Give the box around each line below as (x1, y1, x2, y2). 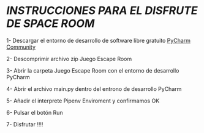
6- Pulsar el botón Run (6, 109, 63, 116)
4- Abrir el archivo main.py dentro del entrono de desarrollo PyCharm (6, 85, 182, 92)
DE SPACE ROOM (6, 16, 95, 31)
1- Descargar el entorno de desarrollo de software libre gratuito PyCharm (6, 37, 191, 44)
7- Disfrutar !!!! (6, 120, 43, 128)
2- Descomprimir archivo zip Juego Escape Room (6, 55, 132, 62)
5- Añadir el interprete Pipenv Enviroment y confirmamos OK (6, 97, 160, 104)
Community (6, 43, 36, 51)
